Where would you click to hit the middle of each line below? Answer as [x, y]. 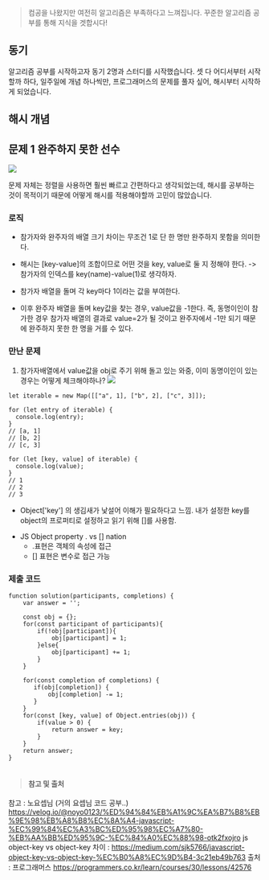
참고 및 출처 [46, 783]
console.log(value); [50, 466]
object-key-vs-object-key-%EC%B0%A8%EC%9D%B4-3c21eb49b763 [127, 857]
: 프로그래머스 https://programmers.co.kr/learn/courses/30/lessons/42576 [130, 867]
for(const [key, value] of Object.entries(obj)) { [109, 715]
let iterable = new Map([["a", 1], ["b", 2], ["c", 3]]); [107, 396]
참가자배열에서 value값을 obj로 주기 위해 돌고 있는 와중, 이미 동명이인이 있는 [139, 370]
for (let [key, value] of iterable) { [73, 459]
